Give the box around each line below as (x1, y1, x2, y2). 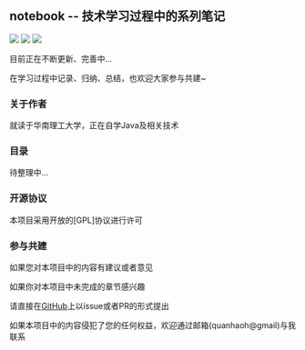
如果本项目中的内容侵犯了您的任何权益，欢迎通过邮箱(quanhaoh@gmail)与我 (9, 320, 297, 330)
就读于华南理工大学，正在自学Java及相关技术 (9, 120, 179, 131)
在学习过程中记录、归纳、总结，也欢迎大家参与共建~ (9, 72, 207, 84)
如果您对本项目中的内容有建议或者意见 (9, 262, 153, 273)
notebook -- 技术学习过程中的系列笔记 (9, 8, 226, 25)
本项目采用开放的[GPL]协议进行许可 (9, 215, 143, 225)
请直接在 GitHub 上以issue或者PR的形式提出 (9, 301, 170, 311)
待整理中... (9, 167, 49, 178)
